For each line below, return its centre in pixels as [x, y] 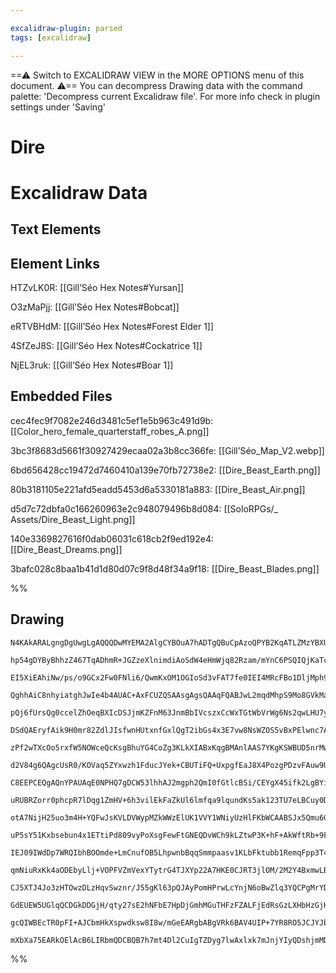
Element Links [55, 263]
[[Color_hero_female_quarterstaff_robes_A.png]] [110, 431]
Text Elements [56, 229]
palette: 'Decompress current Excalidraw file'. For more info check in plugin [165, 96]
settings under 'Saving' [58, 107]
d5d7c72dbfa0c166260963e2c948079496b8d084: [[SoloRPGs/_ [144, 508]
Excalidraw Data [79, 192]
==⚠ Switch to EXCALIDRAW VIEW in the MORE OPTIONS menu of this [157, 75]
